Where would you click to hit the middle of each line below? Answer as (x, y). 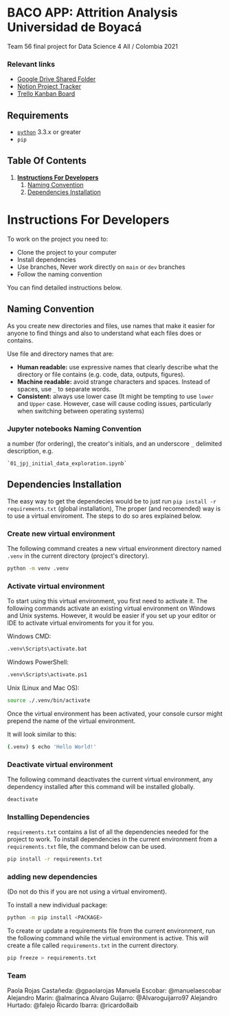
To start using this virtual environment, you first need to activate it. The (107, 601)
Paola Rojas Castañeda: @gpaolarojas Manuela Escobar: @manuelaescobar (114, 991)
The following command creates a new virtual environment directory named (114, 549)
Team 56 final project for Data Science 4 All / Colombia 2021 (93, 46)
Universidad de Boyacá (74, 27)
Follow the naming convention (59, 274)
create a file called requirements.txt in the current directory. (93, 945)
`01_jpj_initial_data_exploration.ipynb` (67, 463)
